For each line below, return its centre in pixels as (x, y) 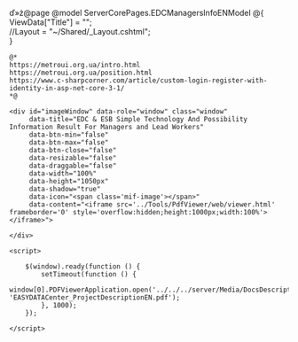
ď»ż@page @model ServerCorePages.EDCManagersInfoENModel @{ (137, 13)
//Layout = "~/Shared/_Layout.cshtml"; (80, 31)
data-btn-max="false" (69, 143)
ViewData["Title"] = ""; (51, 22)
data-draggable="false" (73, 166)
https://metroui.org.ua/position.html (81, 73)
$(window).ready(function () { (83, 267)
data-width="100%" (63, 174)
